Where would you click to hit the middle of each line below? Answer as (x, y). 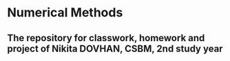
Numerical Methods (65, 13)
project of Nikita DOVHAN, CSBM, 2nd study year (115, 48)
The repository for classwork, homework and (106, 38)
